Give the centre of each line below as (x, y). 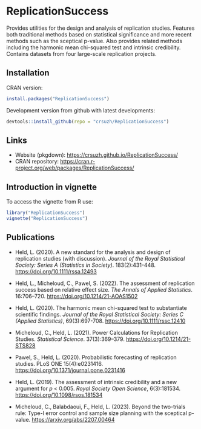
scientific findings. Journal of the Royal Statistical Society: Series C (99, 314)
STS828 (25, 345)
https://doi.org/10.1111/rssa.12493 (56, 271)
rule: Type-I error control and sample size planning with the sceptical (101, 413)
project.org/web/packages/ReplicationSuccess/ (74, 168)
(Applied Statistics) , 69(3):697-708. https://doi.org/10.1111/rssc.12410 (100, 321)
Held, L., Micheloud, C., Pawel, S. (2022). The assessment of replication (105, 283)
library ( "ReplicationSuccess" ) (46, 213)
